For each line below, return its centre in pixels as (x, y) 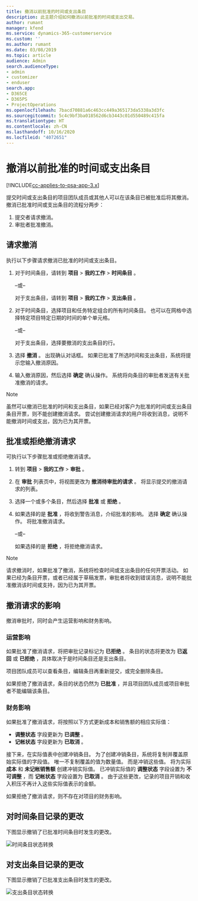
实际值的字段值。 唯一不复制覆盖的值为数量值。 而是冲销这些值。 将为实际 (101, 761)
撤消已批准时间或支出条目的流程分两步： (55, 204)
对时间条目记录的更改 (45, 816)
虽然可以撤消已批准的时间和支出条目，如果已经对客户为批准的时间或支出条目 (99, 406)
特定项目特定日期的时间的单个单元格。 (66, 317)
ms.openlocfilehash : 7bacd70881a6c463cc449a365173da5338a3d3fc (85, 110)
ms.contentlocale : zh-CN (37, 127)
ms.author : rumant (29, 45)
